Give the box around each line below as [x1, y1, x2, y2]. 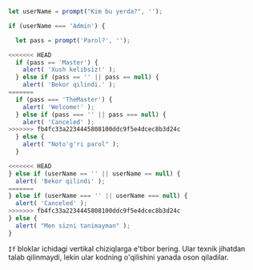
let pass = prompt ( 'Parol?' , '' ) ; [15, 36, 131, 44]
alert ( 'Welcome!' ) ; [22, 103, 94, 111]
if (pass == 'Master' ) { [15, 58, 98, 66]
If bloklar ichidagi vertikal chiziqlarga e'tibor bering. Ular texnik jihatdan [8, 244, 246, 253]
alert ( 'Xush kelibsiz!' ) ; [22, 66, 116, 74]
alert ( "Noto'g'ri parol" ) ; [22, 140, 120, 148]
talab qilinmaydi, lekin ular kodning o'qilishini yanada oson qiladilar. [8, 252, 230, 262]
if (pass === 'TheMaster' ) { [15, 95, 113, 103]
